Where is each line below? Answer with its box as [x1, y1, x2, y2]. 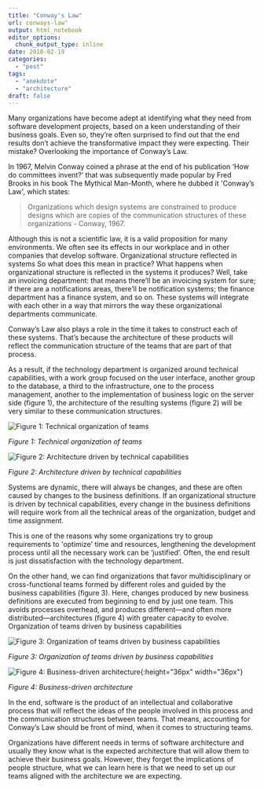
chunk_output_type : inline [15, 41, 104, 49]
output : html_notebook [8, 26, 82, 34]
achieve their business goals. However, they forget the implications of [8, 755, 234, 764]
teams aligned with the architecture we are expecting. [8, 772, 182, 781]
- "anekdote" [15, 77, 58, 85]
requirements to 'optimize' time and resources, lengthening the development [8, 540, 256, 549]
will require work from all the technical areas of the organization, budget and [8, 508, 256, 517]
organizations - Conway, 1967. [27, 219, 126, 229]
